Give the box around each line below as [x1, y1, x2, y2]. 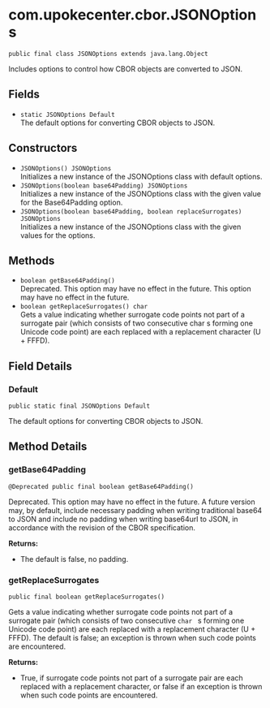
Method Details [8, 440, 88, 454]
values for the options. [19, 230, 96, 240]
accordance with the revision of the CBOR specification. [8, 522, 196, 533]
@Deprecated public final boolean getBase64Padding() [8, 482, 195, 490]
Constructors [8, 141, 78, 155]
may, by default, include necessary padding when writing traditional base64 [8, 505, 263, 515]
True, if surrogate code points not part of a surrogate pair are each [19, 673, 243, 683]
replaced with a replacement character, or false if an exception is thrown [19, 682, 263, 692]
